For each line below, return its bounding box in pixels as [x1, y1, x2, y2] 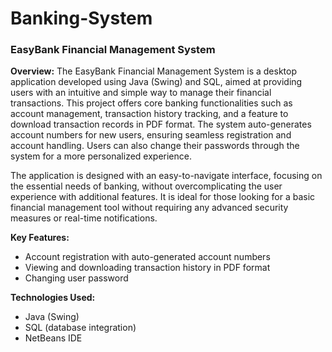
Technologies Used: [10, 292, 96, 304]
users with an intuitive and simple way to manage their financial [10, 87, 272, 99]
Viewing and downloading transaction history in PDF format [24, 262, 271, 274]
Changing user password [24, 272, 129, 284]
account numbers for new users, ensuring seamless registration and [10, 129, 292, 141]
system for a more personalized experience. [10, 150, 192, 162]
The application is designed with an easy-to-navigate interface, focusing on [10, 170, 323, 182]
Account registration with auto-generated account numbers [24, 251, 271, 263]
